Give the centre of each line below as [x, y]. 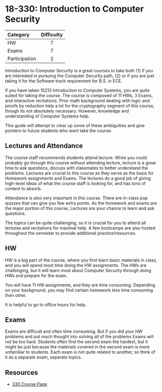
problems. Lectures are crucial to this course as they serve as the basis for [79, 173]
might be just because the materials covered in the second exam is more [77, 347]
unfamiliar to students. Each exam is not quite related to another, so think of [80, 352]
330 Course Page [29, 384]
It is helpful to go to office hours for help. [46, 305]
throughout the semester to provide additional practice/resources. [71, 233]
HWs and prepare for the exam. [36, 276]
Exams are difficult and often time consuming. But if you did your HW [74, 331]
